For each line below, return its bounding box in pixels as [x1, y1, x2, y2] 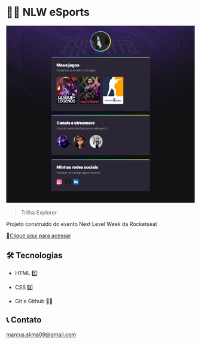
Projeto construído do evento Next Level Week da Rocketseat [6, 221, 157, 228]
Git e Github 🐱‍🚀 [14, 297, 53, 304]
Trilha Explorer [20, 209, 57, 216]
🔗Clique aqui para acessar [6, 232, 71, 239]
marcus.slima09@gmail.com [6, 331, 77, 338]
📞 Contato [6, 315, 42, 325]
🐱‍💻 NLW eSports [6, 5, 90, 19]
